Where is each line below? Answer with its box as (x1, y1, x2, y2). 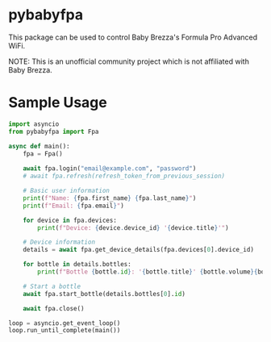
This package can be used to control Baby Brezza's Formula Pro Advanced (8, 32, 258, 42)
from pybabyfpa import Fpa (8, 127, 99, 136)
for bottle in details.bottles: (23, 261, 131, 269)
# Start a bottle (23, 282, 81, 290)
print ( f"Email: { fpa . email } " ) (23, 202, 125, 210)
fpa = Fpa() (23, 149, 63, 158)
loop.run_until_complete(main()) (8, 327, 121, 335)
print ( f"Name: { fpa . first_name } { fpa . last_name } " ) (23, 194, 197, 202)
